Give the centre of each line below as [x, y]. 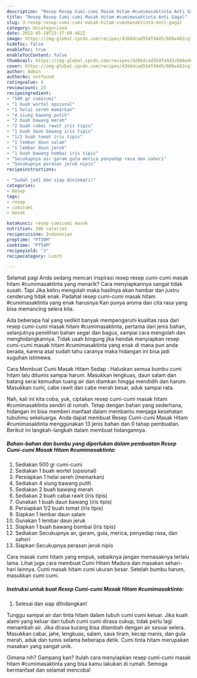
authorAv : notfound [30, 77]
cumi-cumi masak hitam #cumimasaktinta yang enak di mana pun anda [92, 345]
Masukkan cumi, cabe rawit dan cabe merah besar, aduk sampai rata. [90, 388]
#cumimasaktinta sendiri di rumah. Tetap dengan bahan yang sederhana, [95, 406]
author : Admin [24, 71]
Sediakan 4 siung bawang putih [53, 483]
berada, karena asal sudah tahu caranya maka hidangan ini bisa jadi [88, 352]
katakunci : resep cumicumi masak [47, 223]
